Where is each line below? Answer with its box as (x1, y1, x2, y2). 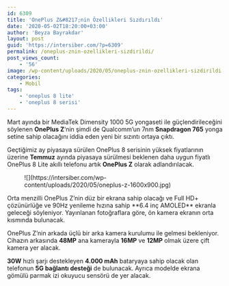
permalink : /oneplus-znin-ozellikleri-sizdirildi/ (7, 49, 154, 55)
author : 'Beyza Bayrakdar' (7, 29, 84, 36)
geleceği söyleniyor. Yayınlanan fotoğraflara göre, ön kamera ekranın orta (7, 208, 214, 216)
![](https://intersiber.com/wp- (24, 173, 107, 181)
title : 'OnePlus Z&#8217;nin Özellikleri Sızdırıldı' (7, 16, 164, 23)
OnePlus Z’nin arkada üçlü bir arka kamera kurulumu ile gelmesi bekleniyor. (7, 229, 219, 237)
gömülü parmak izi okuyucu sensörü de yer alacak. (7, 271, 151, 279)
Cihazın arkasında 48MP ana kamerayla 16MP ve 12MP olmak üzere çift (7, 236, 210, 244)
